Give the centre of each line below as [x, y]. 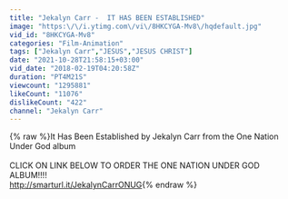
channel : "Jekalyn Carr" [56, 111]
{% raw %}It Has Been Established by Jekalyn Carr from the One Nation [144, 136]
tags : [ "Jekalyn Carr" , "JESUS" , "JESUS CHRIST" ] [101, 52]
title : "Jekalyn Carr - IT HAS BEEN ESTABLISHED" [107, 18]
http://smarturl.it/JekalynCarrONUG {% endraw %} [104, 185]
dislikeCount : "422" [49, 102]
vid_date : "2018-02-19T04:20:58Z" [75, 69]
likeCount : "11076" [46, 94]
